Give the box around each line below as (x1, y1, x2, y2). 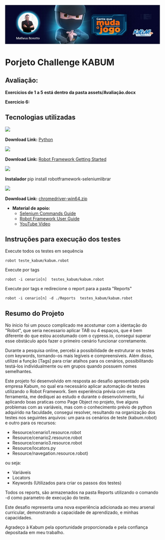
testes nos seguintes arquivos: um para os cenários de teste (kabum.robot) (5, 415, 157, 421)
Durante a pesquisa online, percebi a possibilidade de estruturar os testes (5, 347, 155, 354)
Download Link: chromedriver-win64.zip (5, 196, 87, 202)
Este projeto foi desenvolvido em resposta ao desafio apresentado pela (5, 378, 149, 384)
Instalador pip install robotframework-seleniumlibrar (5, 176, 111, 182)
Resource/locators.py (12, 445, 56, 451)
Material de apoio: (12, 205, 51, 211)
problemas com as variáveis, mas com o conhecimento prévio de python (5, 404, 152, 410)
